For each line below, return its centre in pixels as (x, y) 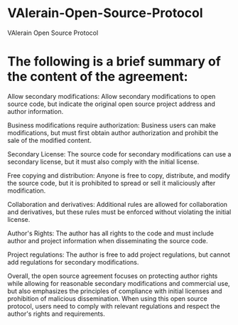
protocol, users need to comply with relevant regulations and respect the (114, 306)
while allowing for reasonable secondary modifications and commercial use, (119, 283)
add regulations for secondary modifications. (73, 262)
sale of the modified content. (50, 140)
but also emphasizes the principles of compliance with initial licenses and (115, 291)
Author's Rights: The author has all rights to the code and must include (111, 233)
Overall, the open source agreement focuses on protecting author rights (113, 276)
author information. (36, 111)
